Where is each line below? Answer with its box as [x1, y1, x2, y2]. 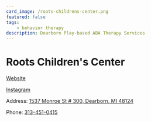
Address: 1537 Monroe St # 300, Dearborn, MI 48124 [6, 98, 133, 105]
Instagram [6, 86, 30, 94]
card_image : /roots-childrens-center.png [6, 8, 109, 15]
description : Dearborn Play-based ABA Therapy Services [6, 30, 145, 36]
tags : [6, 19, 19, 25]
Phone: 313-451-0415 [6, 109, 58, 116]
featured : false [6, 14, 46, 20]
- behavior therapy [16, 25, 64, 31]
